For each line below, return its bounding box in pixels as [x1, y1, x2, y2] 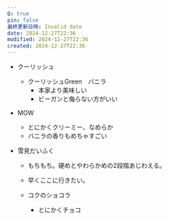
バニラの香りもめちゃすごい [27, 132, 108, 140]
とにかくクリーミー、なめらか [27, 123, 113, 131]
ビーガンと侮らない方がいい [38, 95, 118, 103]
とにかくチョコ [38, 206, 81, 214]
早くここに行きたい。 [27, 176, 89, 184]
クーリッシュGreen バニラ [27, 77, 106, 86]
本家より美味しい [38, 86, 88, 94]
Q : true [7, 10, 30, 17]
